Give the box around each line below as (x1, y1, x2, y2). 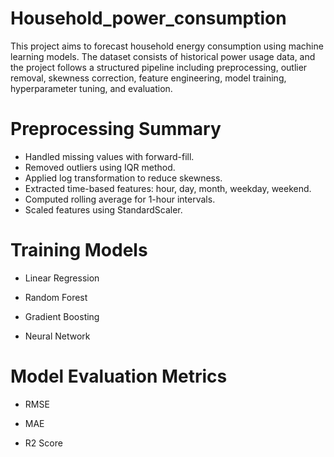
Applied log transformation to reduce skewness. (24, 172, 223, 184)
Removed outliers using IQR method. (24, 161, 176, 173)
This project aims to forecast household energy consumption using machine (10, 40, 324, 52)
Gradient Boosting (24, 310, 100, 322)
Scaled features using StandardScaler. (24, 203, 183, 216)
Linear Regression (24, 272, 100, 284)
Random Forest (24, 291, 88, 303)
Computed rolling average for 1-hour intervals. (24, 193, 216, 205)
